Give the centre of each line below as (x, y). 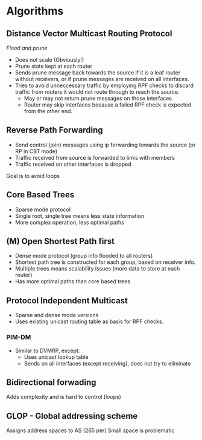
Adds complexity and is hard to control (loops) (64, 397)
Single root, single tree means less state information (80, 215)
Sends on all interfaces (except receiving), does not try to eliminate (107, 363)
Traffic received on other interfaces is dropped (73, 164)
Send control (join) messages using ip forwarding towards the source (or (105, 145)
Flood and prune (27, 48)
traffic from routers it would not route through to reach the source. (97, 92)
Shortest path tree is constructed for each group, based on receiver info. (105, 262)
